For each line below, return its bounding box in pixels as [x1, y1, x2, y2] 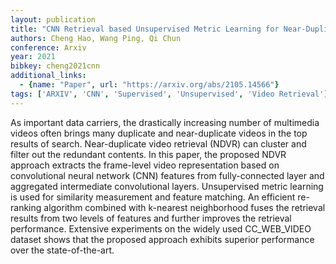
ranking [10, 201, 42, 213]
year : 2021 [10, 52, 56, 62]
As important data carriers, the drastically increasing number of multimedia [10, 116, 320, 128]
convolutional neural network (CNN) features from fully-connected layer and [10, 169, 325, 181]
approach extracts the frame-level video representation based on [10, 159, 280, 171]
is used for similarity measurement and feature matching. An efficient [10, 191, 296, 203]
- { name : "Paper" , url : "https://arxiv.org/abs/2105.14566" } [19, 80, 280, 90]
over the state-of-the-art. [10, 244, 115, 256]
